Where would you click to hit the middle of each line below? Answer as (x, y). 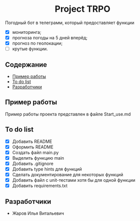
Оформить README (33, 147)
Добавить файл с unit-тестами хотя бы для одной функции (74, 180)
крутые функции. (30, 49)
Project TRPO (83, 9)
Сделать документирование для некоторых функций (68, 175)
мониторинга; (27, 32)
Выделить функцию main (38, 158)
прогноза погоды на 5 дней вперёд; (50, 38)
